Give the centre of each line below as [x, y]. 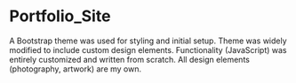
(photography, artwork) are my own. [76, 69]
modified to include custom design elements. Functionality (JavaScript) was [148, 49]
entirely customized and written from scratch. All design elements [130, 59]
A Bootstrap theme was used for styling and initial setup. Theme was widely [148, 41]
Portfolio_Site [60, 16]
